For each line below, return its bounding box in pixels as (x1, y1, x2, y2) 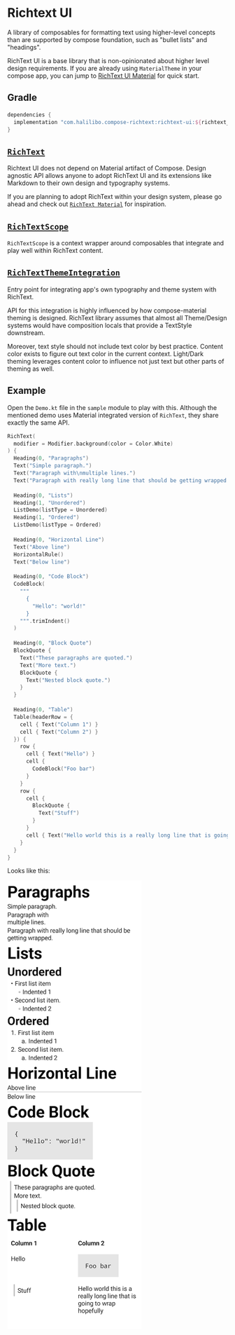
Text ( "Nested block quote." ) (25, 676, 111, 684)
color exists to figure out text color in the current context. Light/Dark (7, 349, 204, 358)
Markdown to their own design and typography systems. (7, 179, 170, 187)
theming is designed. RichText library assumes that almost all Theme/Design (7, 313, 227, 322)
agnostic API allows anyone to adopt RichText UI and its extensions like (7, 172, 212, 180)
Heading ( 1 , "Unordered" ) (13, 499, 86, 506)
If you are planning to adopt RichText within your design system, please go (7, 193, 222, 201)
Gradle (7, 92, 37, 104)
